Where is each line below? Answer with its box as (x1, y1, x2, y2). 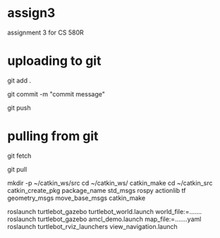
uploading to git (7, 53, 102, 69)
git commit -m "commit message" (7, 89, 106, 98)
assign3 (7, 5, 56, 21)
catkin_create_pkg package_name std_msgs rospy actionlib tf (7, 186, 186, 194)
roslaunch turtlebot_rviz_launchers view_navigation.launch (7, 222, 178, 230)
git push (7, 104, 32, 112)
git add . (7, 76, 32, 84)
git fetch (7, 151, 32, 160)
